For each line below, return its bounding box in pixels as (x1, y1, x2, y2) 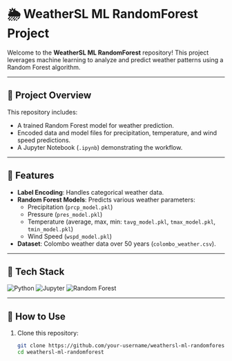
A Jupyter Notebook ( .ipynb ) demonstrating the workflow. (17, 143, 183, 151)
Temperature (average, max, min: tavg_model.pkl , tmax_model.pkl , (27, 217, 216, 226)
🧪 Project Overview (7, 90, 92, 101)
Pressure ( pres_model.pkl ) (27, 210, 103, 218)
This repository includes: (7, 108, 78, 116)
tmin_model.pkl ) (27, 224, 74, 233)
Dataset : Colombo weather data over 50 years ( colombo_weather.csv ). (17, 240, 216, 248)
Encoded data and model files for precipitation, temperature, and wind (17, 128, 217, 137)
